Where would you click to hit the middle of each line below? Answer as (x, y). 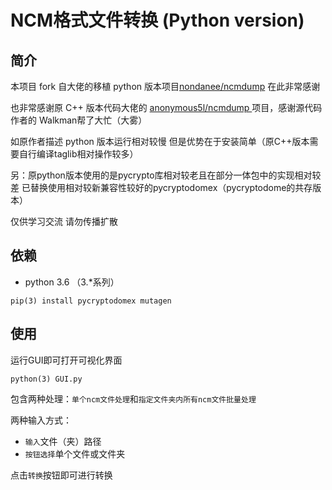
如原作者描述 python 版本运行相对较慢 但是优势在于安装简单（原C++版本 (160, 141)
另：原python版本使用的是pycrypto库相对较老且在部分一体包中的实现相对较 (166, 175)
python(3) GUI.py (46, 379)
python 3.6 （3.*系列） (72, 282)
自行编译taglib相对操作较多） (78, 154)
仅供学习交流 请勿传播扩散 (64, 221)
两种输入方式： (41, 420)
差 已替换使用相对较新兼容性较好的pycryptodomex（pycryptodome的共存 (161, 187)
